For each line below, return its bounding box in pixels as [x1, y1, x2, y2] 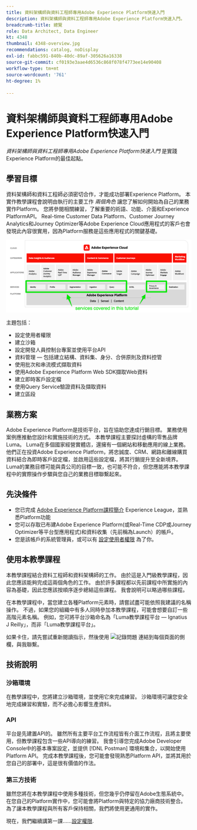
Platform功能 [19, 513, 51, 520]
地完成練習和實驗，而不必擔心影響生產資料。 [6, 701, 115, 708]
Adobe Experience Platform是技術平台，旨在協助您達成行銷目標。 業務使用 [6, 427, 188, 434]
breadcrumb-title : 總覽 [6, 22, 63, 28]
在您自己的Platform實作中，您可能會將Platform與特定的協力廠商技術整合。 [6, 797, 186, 805]
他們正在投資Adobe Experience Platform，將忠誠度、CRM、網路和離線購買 [6, 448, 188, 455]
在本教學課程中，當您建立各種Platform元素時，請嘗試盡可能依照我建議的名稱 [6, 599, 192, 606]
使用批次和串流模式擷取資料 [14, 361, 82, 368]
